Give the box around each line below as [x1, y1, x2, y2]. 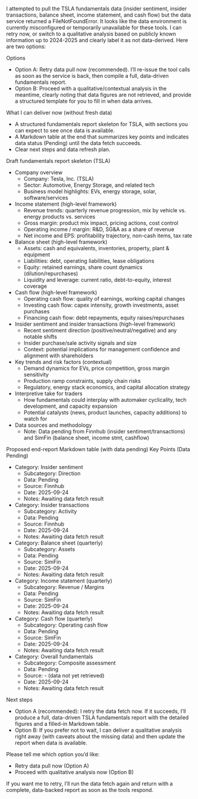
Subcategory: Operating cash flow [23, 621, 108, 628]
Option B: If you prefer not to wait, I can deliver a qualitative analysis [14, 726, 183, 734]
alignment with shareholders [23, 352, 94, 359]
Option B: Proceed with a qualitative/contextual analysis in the [14, 85, 167, 92]
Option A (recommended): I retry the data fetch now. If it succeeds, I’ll [14, 707, 186, 715]
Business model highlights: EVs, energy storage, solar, [23, 188, 157, 195]
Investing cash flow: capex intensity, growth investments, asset [23, 301, 179, 309]
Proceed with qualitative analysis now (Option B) [14, 769, 134, 775]
